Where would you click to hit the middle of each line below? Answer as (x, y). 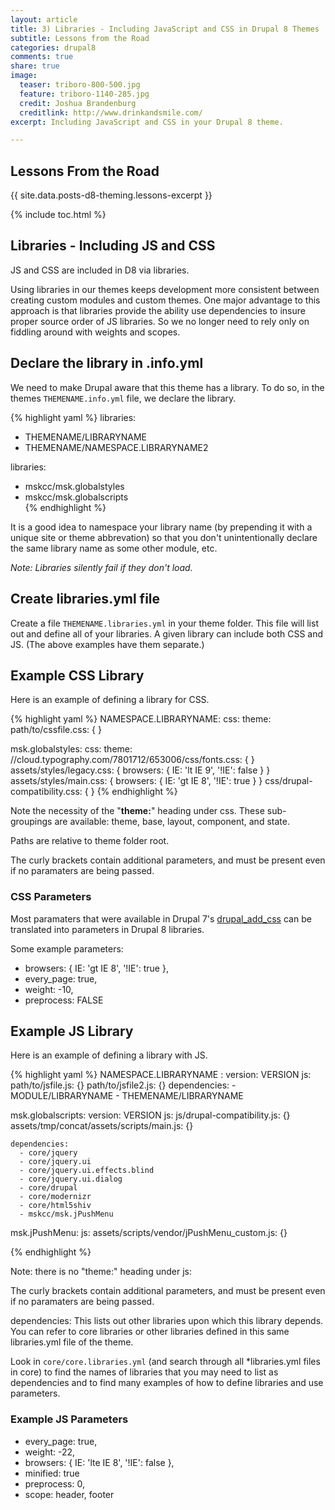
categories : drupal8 (53, 47)
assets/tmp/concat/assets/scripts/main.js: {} (102, 1126)
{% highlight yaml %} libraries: (73, 417)
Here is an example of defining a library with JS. (109, 1055)
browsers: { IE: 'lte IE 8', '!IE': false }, (99, 1462)
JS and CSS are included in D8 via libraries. (100, 270)
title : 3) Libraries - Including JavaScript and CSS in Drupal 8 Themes (165, 29)
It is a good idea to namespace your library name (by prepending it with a (161, 527)
